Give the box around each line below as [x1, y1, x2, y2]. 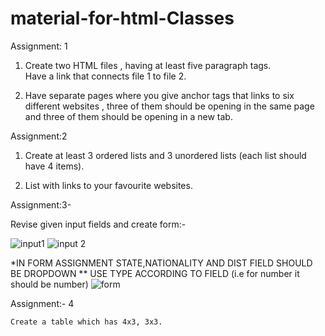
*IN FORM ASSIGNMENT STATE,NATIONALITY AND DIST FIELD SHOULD [10, 257, 313, 269]
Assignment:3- [10, 198, 72, 211]
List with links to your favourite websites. [24, 179, 193, 191]
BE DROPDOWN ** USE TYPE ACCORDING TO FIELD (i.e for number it [10, 267, 300, 279]
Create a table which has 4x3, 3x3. [10, 317, 163, 327]
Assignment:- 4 [10, 297, 75, 309]
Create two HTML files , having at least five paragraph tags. [24, 59, 272, 71]
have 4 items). [24, 160, 85, 172]
